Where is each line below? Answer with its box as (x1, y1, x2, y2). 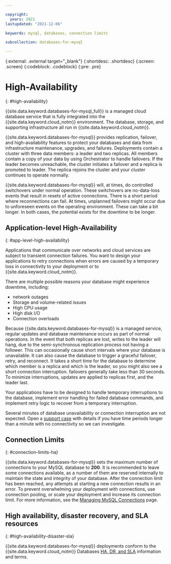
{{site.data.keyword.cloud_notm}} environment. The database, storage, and (5, 119, 164, 125)
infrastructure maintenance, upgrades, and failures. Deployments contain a (5, 145, 163, 151)
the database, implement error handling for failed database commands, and (5, 394, 164, 401)
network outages (12, 294, 49, 300)
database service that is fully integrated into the (5, 114, 106, 120)
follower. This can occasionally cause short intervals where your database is (5, 347, 165, 353)
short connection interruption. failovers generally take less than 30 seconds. (5, 369, 165, 375)
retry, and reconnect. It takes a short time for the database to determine (5, 357, 156, 364)
